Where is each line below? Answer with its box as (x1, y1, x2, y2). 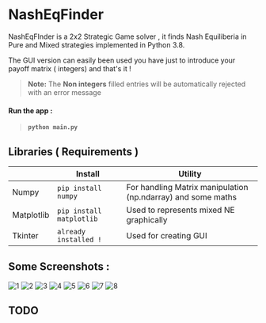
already (56, 227, 86, 236)
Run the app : (8, 105, 53, 116)
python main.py (27, 123, 78, 131)
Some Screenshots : (8, 260, 110, 274)
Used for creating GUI (126, 230, 207, 241)
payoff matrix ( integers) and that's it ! (8, 63, 132, 73)
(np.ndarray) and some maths (126, 192, 237, 203)
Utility (178, 168, 202, 179)
